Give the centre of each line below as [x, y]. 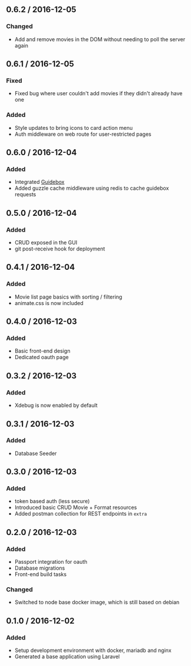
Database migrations [40, 568]
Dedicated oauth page [41, 357]
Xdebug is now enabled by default [56, 406]
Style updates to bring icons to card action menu [74, 128]
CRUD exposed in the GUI [46, 243]
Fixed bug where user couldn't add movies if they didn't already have [98, 93]
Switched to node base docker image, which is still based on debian [97, 603]
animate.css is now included [49, 303]
